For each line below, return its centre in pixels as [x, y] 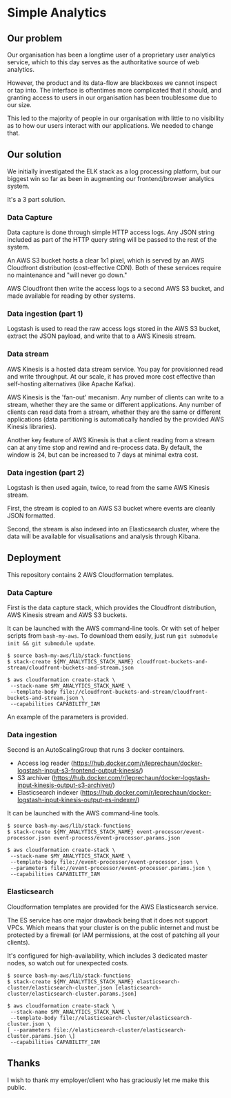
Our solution [34, 154]
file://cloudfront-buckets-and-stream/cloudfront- [134, 692]
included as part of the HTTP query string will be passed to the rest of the [112, 240]
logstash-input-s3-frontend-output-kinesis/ [79, 770]
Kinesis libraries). [32, 426]
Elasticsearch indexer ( [50, 793]
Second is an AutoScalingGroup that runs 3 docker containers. [96, 750]
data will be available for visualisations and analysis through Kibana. [104, 536]
